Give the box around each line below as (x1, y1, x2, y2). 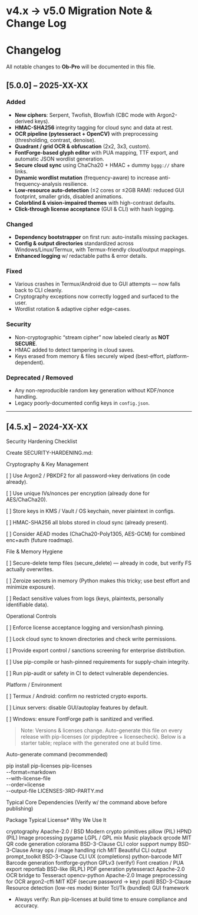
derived (14, 117, 34, 124)
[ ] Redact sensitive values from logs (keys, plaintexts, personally (6, 595, 164, 602)
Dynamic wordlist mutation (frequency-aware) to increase (14, 174, 158, 181)
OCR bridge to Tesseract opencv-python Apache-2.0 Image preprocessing (6, 871, 187, 878)
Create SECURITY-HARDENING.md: (6, 449, 93, 456)
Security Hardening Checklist (6, 438, 78, 445)
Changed (6, 220, 34, 228)
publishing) (6, 805, 34, 812)
